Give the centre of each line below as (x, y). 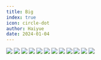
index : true (21, 17)
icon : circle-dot (28, 23)
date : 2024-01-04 (28, 34)
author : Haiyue (25, 28)
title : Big (20, 12)
